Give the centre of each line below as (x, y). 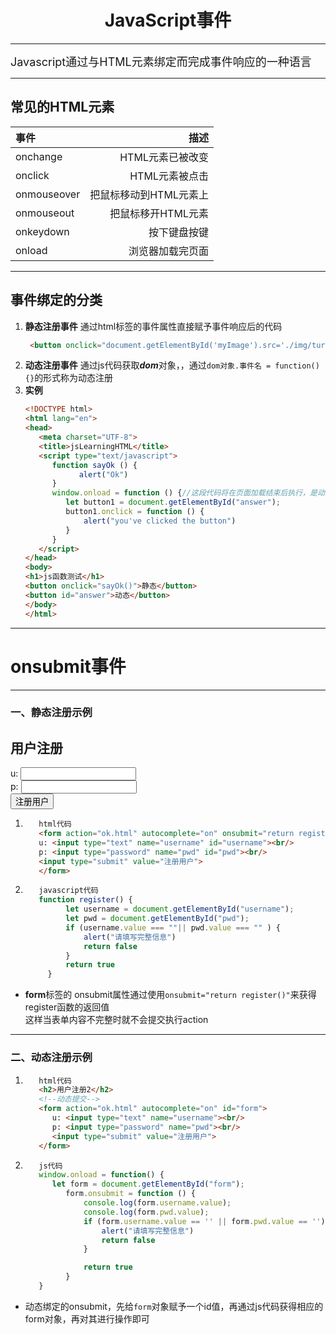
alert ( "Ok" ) (103, 474)
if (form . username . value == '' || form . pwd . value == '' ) (204, 1221)
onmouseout (45, 213)
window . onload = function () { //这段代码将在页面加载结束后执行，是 (184, 493)
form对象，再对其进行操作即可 (87, 1318)
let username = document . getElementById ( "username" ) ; (180, 909)
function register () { (85, 900)
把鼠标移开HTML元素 (159, 213)
